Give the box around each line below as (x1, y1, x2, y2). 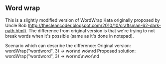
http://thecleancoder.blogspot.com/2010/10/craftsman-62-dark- (29, 22, 161, 28)
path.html (5, 27, 25, 34)
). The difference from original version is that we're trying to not (24, 27, 156, 34)
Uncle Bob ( (5, 22, 30, 28)
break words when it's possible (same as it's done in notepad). (5, 33, 134, 39)
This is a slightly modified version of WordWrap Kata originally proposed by (5, 17, 161, 23)
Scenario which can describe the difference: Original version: (5, 42, 131, 49)
